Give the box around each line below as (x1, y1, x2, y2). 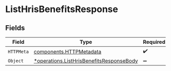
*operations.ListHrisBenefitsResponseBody (34, 57, 138, 64)
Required (142, 39, 165, 45)
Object (8, 58, 24, 63)
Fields (5, 24, 25, 32)
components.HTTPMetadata (34, 48, 102, 55)
